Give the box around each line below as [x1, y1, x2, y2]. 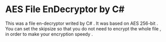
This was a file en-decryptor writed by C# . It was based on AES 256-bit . [5, 20, 158, 26]
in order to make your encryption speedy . [5, 31, 93, 37]
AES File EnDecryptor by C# [5, 4, 125, 15]
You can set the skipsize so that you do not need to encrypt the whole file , [5, 25, 161, 31]
